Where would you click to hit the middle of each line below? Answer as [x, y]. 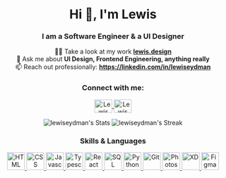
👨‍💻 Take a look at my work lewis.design [113, 51]
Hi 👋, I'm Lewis [113, 14]
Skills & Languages [113, 141]
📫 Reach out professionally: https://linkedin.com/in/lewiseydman [113, 67]
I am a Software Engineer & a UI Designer [113, 37]
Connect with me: [113, 88]
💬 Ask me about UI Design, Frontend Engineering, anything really [113, 59]
